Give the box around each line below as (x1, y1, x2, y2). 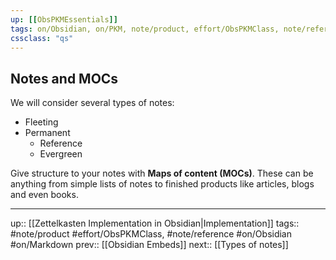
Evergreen (39, 148, 83, 160)
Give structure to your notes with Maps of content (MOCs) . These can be (10, 167, 314, 180)
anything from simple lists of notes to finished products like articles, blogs (10, 178, 315, 190)
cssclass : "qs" (10, 33, 74, 43)
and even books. (10, 189, 79, 201)
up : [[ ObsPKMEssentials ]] (10, 14, 118, 25)
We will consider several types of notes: (10, 97, 175, 109)
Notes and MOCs (10, 70, 119, 87)
